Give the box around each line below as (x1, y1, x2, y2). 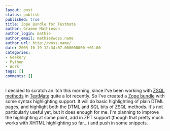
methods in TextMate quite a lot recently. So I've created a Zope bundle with (5, 92, 165, 99)
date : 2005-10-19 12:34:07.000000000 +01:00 (5, 45, 101, 50)
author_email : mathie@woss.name (5, 36, 74, 41)
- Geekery (5, 54, 26, 60)
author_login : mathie (5, 31, 51, 36)
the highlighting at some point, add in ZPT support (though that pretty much (5, 114, 164, 120)
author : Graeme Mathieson (5, 26, 60, 31)
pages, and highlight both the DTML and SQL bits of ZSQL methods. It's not (5, 104, 163, 110)
